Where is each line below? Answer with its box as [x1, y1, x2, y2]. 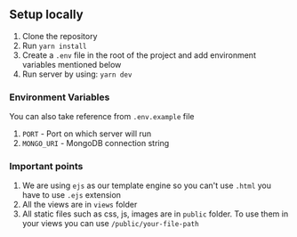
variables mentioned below [21, 59, 122, 69]
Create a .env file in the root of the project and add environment [21, 49, 256, 61]
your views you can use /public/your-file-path [21, 218, 199, 229]
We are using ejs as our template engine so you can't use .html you [21, 180, 272, 191]
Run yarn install [21, 40, 87, 51]
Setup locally [9, 7, 84, 22]
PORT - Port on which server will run [21, 128, 152, 139]
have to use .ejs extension [21, 190, 122, 200]
